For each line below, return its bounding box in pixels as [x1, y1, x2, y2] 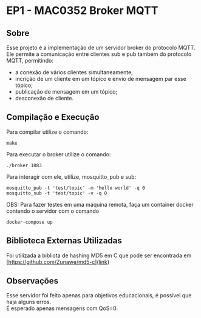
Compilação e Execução [6, 112, 100, 122]
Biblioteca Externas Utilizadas [6, 235, 123, 246]
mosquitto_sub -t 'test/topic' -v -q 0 [6, 190, 107, 196]
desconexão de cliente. [15, 95, 74, 102]
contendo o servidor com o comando [6, 207, 99, 215]
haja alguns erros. [6, 299, 52, 306]
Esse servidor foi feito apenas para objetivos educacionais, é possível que [6, 292, 192, 299]
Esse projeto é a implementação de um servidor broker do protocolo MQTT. [6, 44, 196, 51]
